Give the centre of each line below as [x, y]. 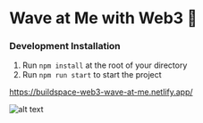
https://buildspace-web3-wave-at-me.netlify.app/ [101, 92]
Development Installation [65, 46]
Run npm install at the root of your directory [105, 65]
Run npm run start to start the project [92, 75]
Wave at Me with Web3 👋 [104, 18]
